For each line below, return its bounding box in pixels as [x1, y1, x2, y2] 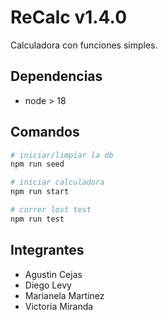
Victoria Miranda [24, 300, 94, 312]
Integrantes [10, 242, 85, 259]
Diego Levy [24, 279, 72, 291]
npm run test [10, 214, 65, 224]
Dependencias [10, 68, 103, 85]
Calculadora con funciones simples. [10, 39, 158, 51]
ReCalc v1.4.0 [10, 6, 128, 29]
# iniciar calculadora [10, 177, 105, 188]
